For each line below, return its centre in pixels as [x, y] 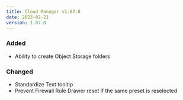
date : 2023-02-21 [28, 17]
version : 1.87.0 [26, 22]
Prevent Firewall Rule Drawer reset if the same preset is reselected [96, 91]
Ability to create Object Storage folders [62, 56]
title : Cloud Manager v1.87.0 [44, 12]
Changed [20, 72]
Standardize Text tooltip [44, 84]
